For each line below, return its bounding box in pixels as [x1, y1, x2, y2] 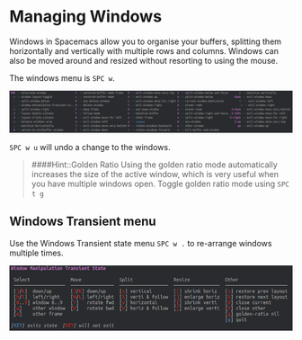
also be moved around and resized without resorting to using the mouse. [9, 55, 279, 66]
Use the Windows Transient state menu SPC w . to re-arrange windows [9, 237, 272, 248]
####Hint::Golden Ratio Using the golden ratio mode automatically [31, 159, 279, 170]
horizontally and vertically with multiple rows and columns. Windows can [9, 45, 279, 56]
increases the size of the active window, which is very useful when [31, 168, 280, 179]
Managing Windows [9, 6, 163, 27]
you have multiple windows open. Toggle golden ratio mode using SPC [31, 178, 290, 189]
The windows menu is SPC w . [9, 72, 115, 83]
